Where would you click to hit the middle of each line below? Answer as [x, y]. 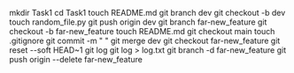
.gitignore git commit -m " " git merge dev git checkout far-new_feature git [145, 40]
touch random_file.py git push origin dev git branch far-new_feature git [138, 22]
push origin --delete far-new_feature [76, 59]
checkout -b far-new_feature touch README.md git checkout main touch [142, 31]
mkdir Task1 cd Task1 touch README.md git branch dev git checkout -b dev [147, 13]
